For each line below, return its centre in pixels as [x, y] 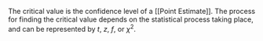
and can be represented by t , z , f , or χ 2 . [72, 28]
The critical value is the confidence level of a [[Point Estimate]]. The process [132, 11]
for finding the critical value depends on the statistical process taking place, [131, 19]
